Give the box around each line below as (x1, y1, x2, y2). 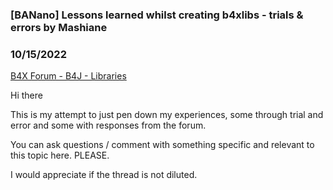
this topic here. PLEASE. (10, 149, 110, 162)
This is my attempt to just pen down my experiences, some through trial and (10, 109, 324, 121)
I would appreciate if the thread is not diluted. (10, 169, 198, 181)
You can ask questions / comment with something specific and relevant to (10, 139, 315, 151)
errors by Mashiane (10, 20, 108, 34)
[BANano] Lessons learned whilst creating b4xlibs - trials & (10, 8, 304, 22)
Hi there (10, 89, 43, 102)
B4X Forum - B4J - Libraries (10, 70, 127, 82)
